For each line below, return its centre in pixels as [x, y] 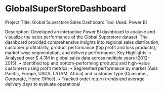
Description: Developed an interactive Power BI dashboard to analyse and [80, 31]
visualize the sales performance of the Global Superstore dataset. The [77, 37]
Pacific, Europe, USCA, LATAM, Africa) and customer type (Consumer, [77, 73]
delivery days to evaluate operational [43, 84]
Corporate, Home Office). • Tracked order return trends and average [75, 79]
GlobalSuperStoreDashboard [66, 9]
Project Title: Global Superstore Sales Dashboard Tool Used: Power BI [76, 22]
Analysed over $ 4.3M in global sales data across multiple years [70, 58]
